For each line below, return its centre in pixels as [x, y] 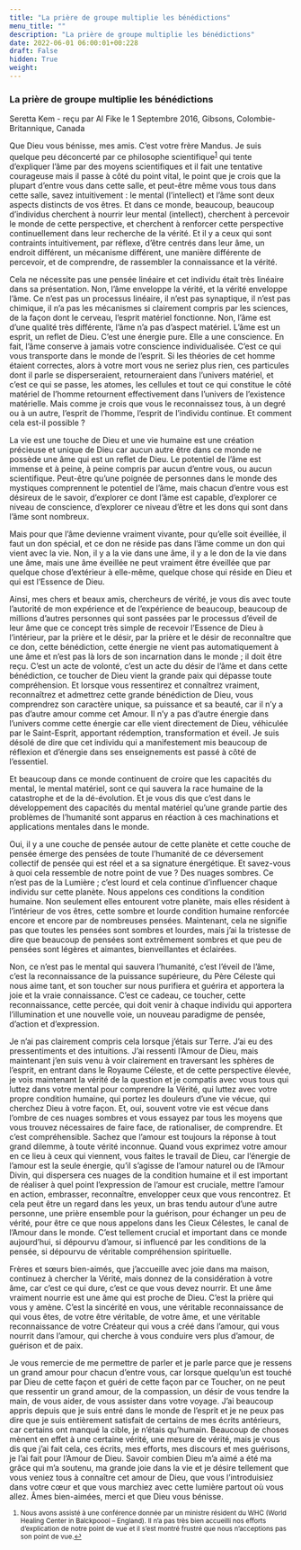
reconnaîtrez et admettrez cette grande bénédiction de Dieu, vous [131, 694]
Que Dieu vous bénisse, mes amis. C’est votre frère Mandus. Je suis [136, 146]
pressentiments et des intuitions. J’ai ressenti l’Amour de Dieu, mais [134, 1051]
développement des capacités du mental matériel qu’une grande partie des [148, 807]
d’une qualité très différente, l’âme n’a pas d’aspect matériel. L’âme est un [145, 327]
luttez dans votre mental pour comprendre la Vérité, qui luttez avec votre [143, 1089]
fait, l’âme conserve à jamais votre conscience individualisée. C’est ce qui [145, 346]
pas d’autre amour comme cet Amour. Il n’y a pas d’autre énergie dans [139, 713]
